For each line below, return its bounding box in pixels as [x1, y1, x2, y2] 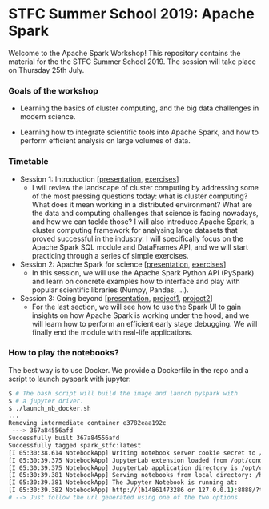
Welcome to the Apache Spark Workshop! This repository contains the [8, 48, 241, 58]
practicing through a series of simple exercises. [31, 250, 189, 260]
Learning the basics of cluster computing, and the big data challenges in [19, 103, 259, 113]
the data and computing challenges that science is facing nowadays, [31, 208, 259, 218]
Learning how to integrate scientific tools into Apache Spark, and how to [19, 127, 259, 137]
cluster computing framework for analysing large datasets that [31, 225, 238, 234]
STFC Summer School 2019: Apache [8, 5, 255, 23]
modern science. [19, 112, 76, 122]
